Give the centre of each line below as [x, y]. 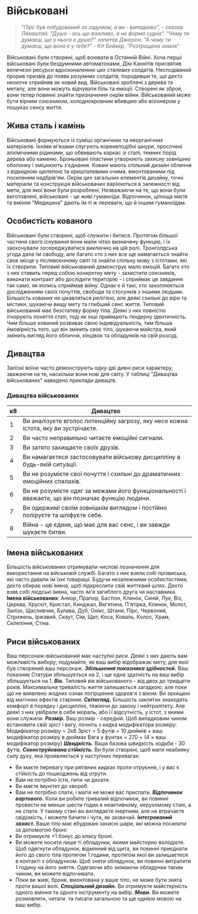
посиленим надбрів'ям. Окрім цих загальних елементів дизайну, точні [95, 177]
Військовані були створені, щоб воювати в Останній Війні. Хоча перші [94, 57]
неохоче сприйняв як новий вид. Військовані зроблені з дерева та [90, 82]
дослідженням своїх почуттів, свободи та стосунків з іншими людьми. [95, 291]
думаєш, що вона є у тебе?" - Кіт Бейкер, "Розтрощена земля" [100, 46]
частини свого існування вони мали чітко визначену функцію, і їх [88, 241]
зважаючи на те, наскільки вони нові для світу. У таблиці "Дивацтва [92, 374]
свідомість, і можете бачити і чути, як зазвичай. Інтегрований [94, 817]
